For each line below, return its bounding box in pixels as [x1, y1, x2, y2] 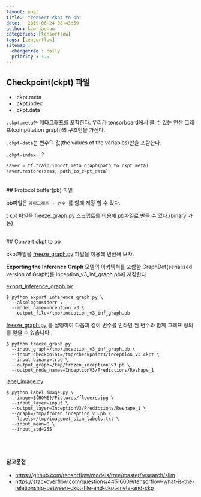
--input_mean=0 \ [11, 421, 55, 427]
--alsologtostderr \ [11, 300, 63, 306]
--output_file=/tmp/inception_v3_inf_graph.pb [11, 310, 130, 316]
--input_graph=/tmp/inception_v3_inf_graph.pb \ [11, 347, 136, 353]
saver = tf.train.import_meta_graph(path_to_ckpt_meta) [6, 163, 149, 169]
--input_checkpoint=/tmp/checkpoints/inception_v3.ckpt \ [11, 351, 160, 358]
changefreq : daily [11, 48, 61, 54]
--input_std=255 [11, 427, 52, 433]
